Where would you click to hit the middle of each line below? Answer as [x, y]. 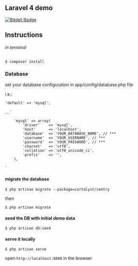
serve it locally [20, 239]
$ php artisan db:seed [28, 228]
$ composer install [25, 62]
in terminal [16, 47]
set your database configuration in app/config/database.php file [69, 84]
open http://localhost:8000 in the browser [49, 258]
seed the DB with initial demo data [40, 218]
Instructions [24, 35]
